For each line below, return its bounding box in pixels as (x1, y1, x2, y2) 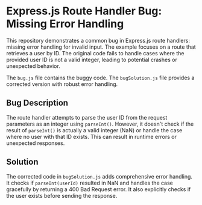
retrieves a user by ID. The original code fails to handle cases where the (6, 49, 185, 57)
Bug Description (6, 98, 68, 108)
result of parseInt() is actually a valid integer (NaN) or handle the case (6, 126, 183, 133)
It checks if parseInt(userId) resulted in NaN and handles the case (6, 179, 174, 186)
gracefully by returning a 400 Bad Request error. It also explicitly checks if (6, 185, 191, 193)
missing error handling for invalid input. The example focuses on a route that (6, 43, 196, 50)
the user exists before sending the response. (6, 192, 118, 199)
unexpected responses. (6, 139, 65, 147)
